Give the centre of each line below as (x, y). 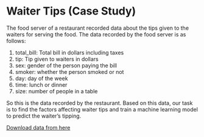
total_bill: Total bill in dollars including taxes (69, 52)
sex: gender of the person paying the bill (66, 65)
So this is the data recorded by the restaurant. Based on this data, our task (100, 103)
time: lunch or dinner (41, 85)
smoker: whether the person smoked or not (69, 72)
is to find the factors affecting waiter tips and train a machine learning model (102, 109)
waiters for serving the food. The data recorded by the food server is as (96, 34)
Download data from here (38, 127)
